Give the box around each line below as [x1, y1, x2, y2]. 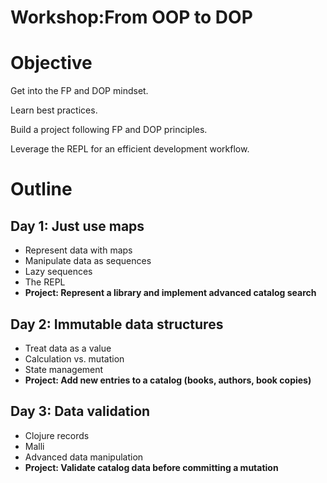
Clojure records [24, 429, 90, 441]
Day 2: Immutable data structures [10, 316, 224, 333]
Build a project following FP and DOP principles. [10, 124, 208, 136]
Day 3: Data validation [10, 403, 151, 420]
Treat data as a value [24, 342, 112, 354]
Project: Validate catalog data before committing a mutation [24, 461, 279, 473]
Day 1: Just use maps [10, 217, 145, 235]
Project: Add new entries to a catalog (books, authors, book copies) [24, 374, 312, 386]
